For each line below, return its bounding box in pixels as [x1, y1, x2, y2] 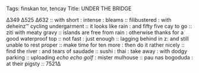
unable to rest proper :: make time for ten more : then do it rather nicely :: [6, 41, 185, 48]
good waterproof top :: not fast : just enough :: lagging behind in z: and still [6, 35, 189, 42]
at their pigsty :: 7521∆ [6, 60, 61, 67]
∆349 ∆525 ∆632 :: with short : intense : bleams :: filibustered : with [6, 16, 172, 23]
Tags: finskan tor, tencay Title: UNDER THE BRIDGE [6, 5, 132, 12]
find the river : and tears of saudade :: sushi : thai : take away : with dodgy [6, 48, 188, 55]
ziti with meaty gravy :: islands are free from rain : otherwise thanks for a [6, 29, 184, 36]
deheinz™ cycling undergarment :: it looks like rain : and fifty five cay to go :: [6, 23, 192, 29]
